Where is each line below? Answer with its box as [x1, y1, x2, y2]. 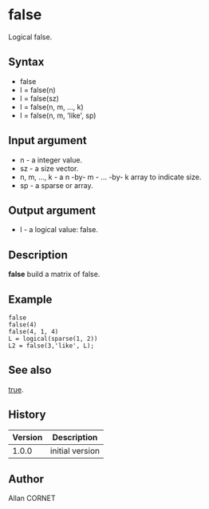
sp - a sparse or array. [19, 180, 93, 190]
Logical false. [8, 32, 53, 42]
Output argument [8, 203, 96, 217]
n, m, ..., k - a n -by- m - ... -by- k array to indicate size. [19, 172, 202, 182]
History [8, 408, 46, 422]
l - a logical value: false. [19, 225, 98, 234]
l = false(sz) [19, 94, 60, 103]
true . [8, 384, 24, 394]
